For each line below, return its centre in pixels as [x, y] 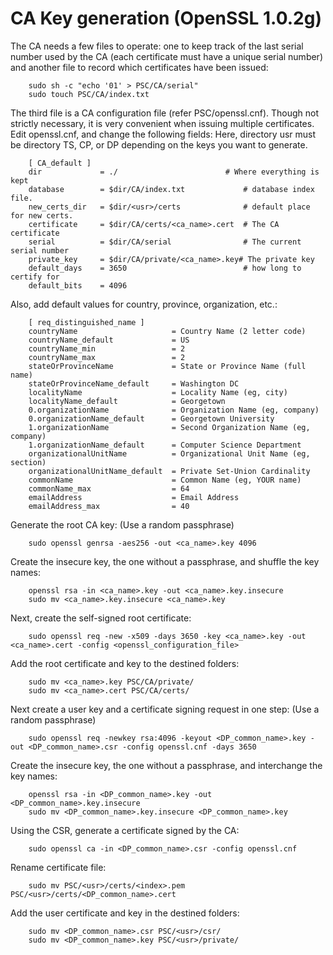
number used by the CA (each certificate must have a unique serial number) [166, 56]
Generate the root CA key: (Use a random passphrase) [122, 524]
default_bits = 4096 [78, 285]
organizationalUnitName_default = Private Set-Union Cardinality [169, 471]
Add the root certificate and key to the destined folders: [125, 663]
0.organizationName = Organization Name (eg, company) [174, 410]
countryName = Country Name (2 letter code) [167, 331]
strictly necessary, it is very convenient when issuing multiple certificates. [162, 123]
